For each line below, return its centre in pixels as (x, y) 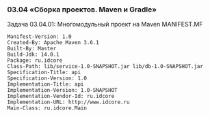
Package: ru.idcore (35, 61)
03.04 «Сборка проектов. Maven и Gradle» (82, 10)
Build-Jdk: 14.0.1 (33, 55)
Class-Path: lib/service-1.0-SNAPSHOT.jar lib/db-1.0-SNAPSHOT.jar (105, 67)
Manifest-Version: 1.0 (39, 37)
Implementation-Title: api (45, 84)
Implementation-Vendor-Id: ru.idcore (61, 97)
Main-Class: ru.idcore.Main (47, 108)
